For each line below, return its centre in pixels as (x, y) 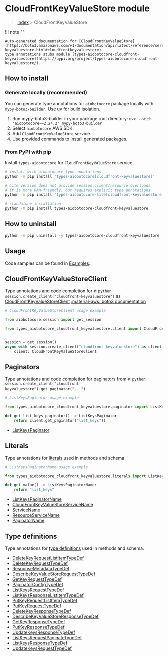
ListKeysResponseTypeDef (40, 643)
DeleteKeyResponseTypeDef (42, 611)
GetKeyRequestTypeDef (37, 579)
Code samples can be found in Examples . (48, 263)
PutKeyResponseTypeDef (38, 627)
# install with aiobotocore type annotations (53, 172)
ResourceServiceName (36, 515)
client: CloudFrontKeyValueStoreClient (56, 351)
